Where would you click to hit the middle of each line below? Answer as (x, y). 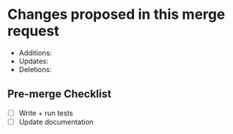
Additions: (35, 53)
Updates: (33, 61)
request (33, 31)
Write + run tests (46, 113)
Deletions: (35, 69)
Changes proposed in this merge (116, 14)
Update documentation (56, 121)
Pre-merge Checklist (59, 94)
